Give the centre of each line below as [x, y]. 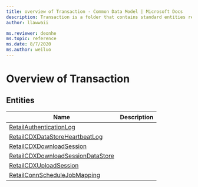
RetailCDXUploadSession [44, 165]
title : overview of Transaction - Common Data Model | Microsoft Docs [95, 12]
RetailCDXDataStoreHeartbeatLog [56, 136]
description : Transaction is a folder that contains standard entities [96, 17]
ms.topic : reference [32, 39]
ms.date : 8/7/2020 [29, 44]
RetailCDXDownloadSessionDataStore [62, 156]
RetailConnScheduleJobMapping [55, 175]
